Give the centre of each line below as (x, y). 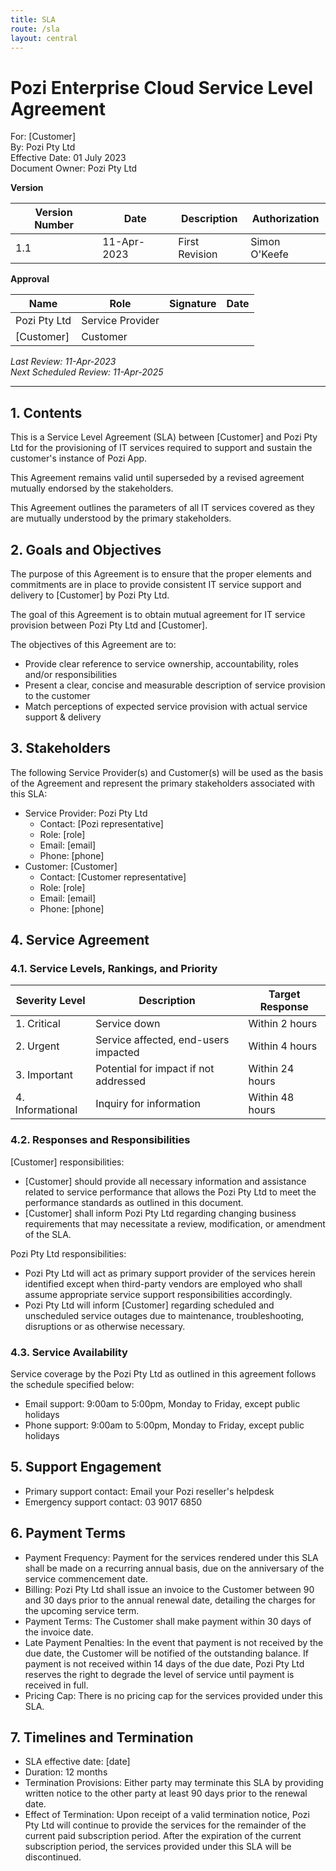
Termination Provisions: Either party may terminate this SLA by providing (174, 1783)
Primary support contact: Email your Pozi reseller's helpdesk (149, 1491)
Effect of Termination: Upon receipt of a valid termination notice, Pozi (167, 1815)
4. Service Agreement (80, 940)
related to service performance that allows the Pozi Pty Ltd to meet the (170, 1192)
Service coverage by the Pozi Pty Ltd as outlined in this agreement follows (163, 1374)
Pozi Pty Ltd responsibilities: (68, 1253)
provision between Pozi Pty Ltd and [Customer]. (109, 625)
